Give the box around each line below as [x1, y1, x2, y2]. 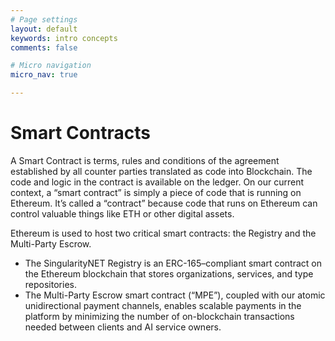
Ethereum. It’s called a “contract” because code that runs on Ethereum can [10, 197, 318, 209]
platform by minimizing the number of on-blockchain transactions [24, 310, 295, 322]
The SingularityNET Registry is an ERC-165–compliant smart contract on [24, 257, 323, 269]
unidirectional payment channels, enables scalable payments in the [24, 299, 302, 311]
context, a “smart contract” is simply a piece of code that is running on [10, 186, 302, 198]
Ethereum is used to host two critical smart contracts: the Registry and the [10, 227, 317, 239]
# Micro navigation [10, 61, 92, 71]
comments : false [10, 42, 78, 53]
